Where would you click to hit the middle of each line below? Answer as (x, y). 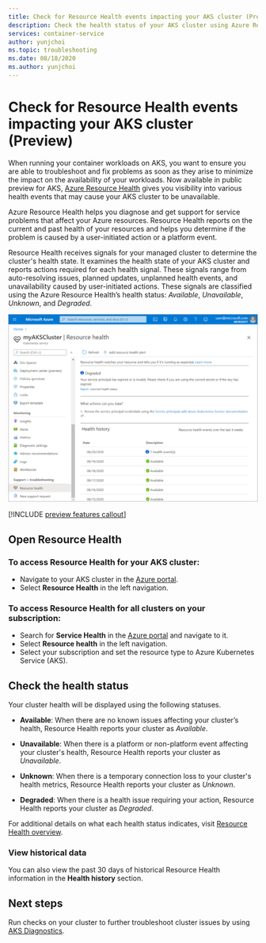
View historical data (47, 853)
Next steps (36, 903)
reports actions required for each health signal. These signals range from (127, 269)
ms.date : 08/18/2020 (42, 59)
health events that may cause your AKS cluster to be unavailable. (114, 196)
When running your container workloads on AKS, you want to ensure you (127, 163)
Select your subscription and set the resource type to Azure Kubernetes (137, 652)
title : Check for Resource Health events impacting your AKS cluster (125, 17)
